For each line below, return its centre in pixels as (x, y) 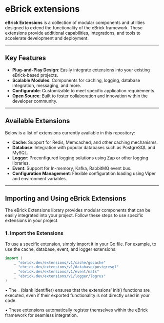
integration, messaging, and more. (47, 85)
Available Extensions (38, 121)
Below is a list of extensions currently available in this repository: (70, 132)
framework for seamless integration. (41, 315)
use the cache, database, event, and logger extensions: (61, 249)
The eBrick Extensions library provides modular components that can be (78, 210)
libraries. (21, 163)
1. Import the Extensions (34, 233)
